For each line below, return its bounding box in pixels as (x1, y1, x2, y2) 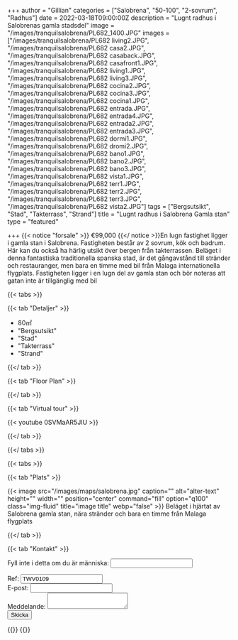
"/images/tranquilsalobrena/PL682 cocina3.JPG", (7, 89, 151, 97)
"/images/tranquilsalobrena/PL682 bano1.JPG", (7, 149, 145, 158)
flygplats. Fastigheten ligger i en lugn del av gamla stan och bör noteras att (7, 269, 225, 277)
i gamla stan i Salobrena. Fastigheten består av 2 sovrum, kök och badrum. (7, 239, 226, 247)
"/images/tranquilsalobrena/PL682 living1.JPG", (7, 67, 146, 75)
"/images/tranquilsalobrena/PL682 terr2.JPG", (7, 188, 142, 195)
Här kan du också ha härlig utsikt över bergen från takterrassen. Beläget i (7, 246, 222, 254)
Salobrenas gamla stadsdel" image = (7, 21, 115, 29)
